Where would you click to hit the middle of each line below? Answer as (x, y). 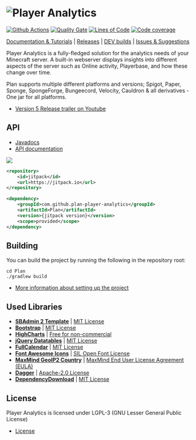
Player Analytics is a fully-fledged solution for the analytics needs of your (98, 53)
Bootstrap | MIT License (45, 328)
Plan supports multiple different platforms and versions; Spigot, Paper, (94, 84)
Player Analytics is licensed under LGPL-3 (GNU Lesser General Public (94, 412)
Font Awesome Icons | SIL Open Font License (72, 354)
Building (22, 246)
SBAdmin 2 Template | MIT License (60, 322)
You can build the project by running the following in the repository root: (96, 260)
